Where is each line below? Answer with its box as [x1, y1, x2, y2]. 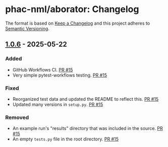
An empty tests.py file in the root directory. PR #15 [12, 136, 119, 142]
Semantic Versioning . [5, 25, 49, 31]
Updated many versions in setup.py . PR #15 [12, 101, 103, 107]
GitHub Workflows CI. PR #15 [12, 66, 73, 72]
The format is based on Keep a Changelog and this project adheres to [5, 20, 150, 26]
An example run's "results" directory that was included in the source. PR [12, 125, 163, 131]
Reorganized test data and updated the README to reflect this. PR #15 [12, 96, 159, 102]
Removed [5, 114, 29, 121]
